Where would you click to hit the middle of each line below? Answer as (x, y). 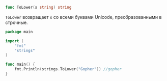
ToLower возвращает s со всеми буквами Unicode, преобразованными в (83, 17)
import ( (15, 41)
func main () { (20, 64)
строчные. (17, 22)
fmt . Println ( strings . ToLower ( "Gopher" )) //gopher (68, 69)
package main (19, 32)
